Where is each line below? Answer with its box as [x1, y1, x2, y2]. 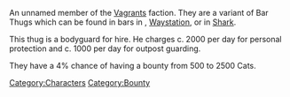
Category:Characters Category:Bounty [9, 78, 151, 87]
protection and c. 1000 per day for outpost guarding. [9, 43, 201, 54]
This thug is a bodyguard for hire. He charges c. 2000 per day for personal [9, 34, 282, 44]
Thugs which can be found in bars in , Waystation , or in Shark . [9, 17, 237, 27]
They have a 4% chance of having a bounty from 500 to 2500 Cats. [9, 61, 257, 71]
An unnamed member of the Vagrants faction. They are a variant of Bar [9, 8, 269, 18]
